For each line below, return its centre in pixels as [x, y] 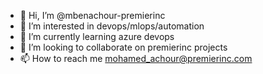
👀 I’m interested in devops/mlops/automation [112, 26]
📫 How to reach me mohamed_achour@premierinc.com [136, 58]
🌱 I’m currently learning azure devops [97, 36]
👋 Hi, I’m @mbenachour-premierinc [92, 15]
